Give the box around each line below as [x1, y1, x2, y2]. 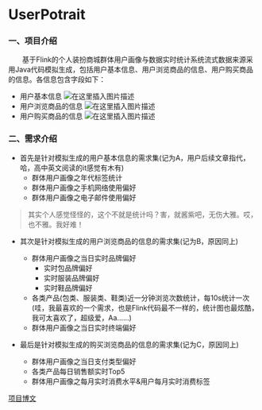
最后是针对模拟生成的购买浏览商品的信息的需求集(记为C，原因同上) [19, 339, 240, 349]
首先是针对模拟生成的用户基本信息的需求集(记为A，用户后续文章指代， [19, 153, 250, 162]
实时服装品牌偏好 [43, 273, 100, 283]
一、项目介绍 [8, 36, 58, 47]
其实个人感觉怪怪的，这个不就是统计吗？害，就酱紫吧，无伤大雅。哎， [27, 209, 258, 219]
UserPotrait [8, 6, 86, 24]
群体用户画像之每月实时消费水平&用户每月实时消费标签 [31, 376, 210, 386]
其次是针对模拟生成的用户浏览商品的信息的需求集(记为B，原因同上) [19, 236, 239, 246]
